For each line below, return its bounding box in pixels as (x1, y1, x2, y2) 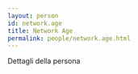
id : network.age (7, 19, 62, 27)
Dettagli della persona (7, 56, 81, 66)
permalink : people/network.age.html (7, 34, 131, 43)
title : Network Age (7, 27, 73, 35)
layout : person (7, 11, 59, 20)
